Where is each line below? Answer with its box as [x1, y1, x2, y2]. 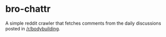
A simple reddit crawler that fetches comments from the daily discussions [5, 20, 161, 26]
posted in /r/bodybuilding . [5, 25, 61, 31]
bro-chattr [5, 3, 51, 15]
